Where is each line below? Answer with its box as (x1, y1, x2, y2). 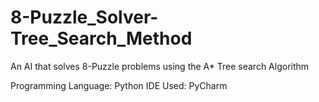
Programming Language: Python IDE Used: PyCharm (10, 79, 228, 91)
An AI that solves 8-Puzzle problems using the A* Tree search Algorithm (10, 60, 310, 72)
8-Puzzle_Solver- (10, 6, 159, 29)
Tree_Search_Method (10, 27, 193, 50)
